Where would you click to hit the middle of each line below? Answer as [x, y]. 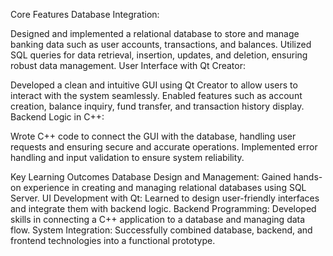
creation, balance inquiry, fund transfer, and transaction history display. [157, 106]
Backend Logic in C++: [57, 117]
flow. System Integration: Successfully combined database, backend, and [161, 230]
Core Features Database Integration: [85, 14]
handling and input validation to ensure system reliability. [127, 157]
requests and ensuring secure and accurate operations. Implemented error [164, 147]
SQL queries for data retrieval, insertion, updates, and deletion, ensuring [159, 55]
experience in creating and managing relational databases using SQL [165, 187]
